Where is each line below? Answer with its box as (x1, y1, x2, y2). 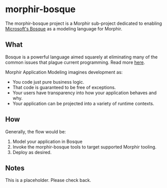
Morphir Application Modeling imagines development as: (5, 69, 123, 75)
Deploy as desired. (12, 149, 52, 155)
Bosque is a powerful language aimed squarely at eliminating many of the (5, 54, 158, 60)
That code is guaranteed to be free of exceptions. (12, 84, 116, 90)
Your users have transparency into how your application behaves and (12, 90, 157, 96)
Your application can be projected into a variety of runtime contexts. (12, 100, 154, 106)
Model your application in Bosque (12, 138, 83, 144)
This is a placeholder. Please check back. (5, 177, 92, 183)
